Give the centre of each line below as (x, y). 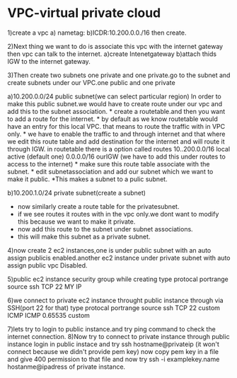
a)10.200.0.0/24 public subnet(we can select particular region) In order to (114, 96)
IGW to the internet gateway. (49, 61)
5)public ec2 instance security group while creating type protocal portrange (118, 279)
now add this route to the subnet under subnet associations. (105, 229)
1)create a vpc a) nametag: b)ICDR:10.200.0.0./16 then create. (97, 33)
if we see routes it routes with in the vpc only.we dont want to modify (118, 214)
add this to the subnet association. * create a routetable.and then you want (116, 111)
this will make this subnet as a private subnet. (84, 236)
